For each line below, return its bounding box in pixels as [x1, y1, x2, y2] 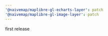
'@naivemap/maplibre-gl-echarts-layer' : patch [5, 7, 104, 12]
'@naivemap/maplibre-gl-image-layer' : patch [5, 12, 99, 17]
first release [5, 25, 30, 31]
